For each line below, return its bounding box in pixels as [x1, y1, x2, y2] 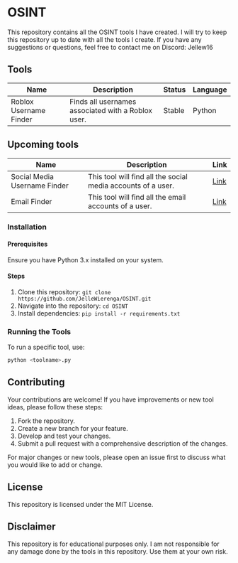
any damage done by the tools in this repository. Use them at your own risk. [7, 547, 228, 555]
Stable [163, 105, 185, 115]
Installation [7, 222, 47, 232]
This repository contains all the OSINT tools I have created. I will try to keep [7, 28, 227, 36]
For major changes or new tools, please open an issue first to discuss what [7, 453, 226, 461]
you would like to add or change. [7, 460, 103, 469]
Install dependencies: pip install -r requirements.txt [17, 309, 181, 317]
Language [192, 85, 227, 95]
